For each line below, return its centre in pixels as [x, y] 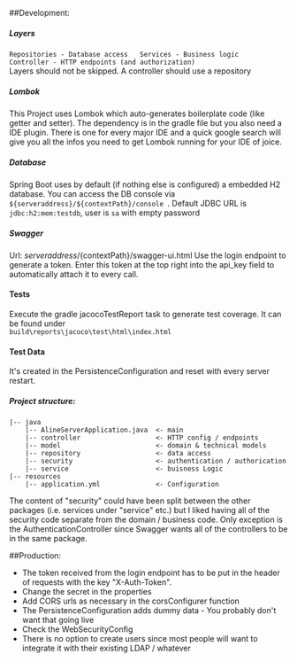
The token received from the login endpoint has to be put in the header [151, 573]
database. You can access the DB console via [92, 193]
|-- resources [35, 477]
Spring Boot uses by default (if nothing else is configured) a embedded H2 [145, 184]
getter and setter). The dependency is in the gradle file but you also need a [146, 122]
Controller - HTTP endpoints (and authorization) [103, 62]
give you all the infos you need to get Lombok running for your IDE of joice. [146, 142]
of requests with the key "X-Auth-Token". [97, 582]
